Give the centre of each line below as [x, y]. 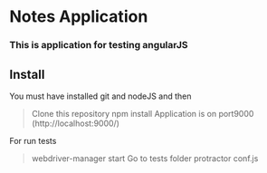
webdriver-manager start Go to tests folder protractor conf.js [145, 158]
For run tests [33, 140]
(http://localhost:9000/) [76, 123]
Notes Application [79, 17]
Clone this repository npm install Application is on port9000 [143, 113]
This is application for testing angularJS [99, 45]
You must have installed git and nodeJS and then [100, 96]
